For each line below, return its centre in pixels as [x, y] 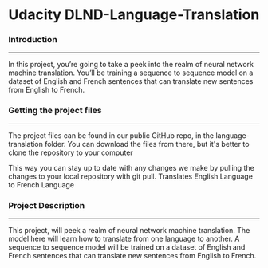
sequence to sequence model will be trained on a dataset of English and [127, 247]
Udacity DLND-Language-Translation [134, 15]
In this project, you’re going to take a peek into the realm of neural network [131, 65]
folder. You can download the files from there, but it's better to [147, 144]
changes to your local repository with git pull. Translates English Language [131, 176]
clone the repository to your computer [71, 152]
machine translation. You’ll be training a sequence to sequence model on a [131, 73]
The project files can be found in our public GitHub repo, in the [111, 135]
